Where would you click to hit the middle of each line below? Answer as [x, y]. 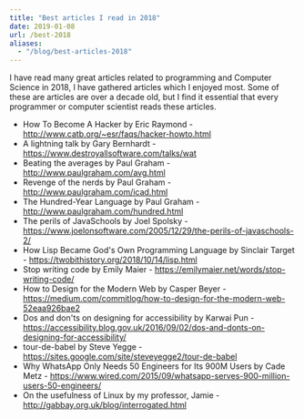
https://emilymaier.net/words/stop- [220, 270]
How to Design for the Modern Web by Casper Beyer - [124, 289]
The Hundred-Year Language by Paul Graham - [111, 202]
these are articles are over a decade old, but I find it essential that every [144, 97]
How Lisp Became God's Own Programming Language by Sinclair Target [159, 250]
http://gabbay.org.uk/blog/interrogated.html [105, 405]
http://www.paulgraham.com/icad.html [95, 192]
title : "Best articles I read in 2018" [85, 18]
